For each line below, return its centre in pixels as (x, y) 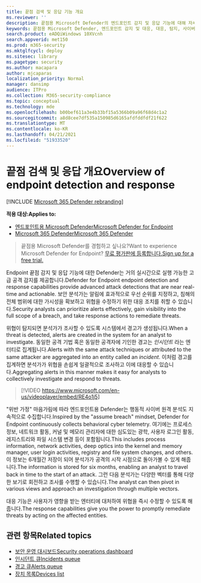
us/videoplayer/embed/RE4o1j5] (60, 396)
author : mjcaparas (29, 73)
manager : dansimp (28, 85)
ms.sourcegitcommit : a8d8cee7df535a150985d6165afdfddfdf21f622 (87, 118)
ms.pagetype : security (34, 62)
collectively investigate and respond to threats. (64, 378)
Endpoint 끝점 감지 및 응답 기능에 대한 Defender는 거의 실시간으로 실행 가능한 (97, 272)
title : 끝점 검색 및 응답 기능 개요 (45, 12)
